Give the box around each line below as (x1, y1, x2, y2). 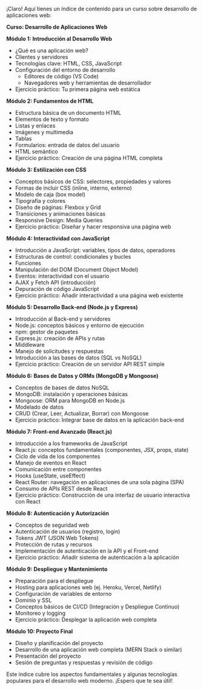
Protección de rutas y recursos (15, 541, 93, 548)
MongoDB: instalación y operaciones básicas (15, 391, 128, 397)
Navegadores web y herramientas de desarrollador (24, 79, 151, 86)
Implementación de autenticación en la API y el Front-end (15, 547, 159, 555)
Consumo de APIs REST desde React (15, 485, 108, 492)
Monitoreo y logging (15, 610, 65, 617)
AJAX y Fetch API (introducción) (15, 279, 96, 286)
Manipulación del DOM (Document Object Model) (15, 266, 139, 273)
